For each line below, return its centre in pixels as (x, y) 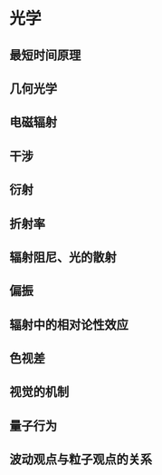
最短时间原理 (45, 55)
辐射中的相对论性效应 (69, 325)
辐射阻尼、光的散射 (63, 257)
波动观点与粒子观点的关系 (81, 460)
